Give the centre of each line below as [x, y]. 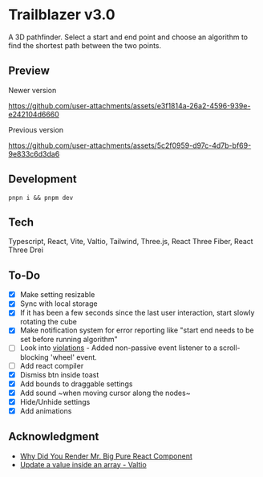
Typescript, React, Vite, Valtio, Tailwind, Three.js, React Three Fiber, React [131, 242]
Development [43, 179]
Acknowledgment [54, 436]
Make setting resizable [57, 295]
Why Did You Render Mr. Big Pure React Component [106, 456]
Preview [29, 71]
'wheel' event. [74, 357]
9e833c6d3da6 [34, 153]
